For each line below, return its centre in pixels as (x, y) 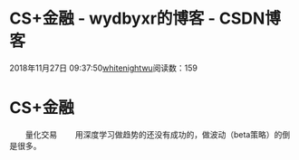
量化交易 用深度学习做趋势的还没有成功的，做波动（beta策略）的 (154, 134)
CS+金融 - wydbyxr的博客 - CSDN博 (145, 19)
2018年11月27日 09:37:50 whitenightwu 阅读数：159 (103, 68)
